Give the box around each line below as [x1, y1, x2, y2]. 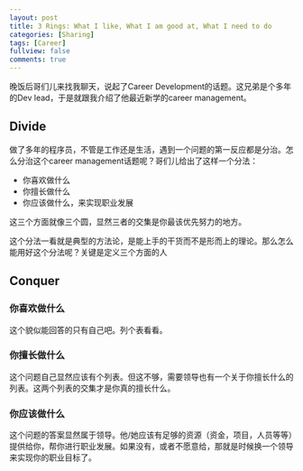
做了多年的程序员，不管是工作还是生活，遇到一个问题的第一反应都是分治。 [9, 143, 286, 154]
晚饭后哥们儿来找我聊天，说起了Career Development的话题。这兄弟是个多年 [9, 81, 292, 91]
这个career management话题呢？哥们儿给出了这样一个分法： [32, 155, 259, 166]
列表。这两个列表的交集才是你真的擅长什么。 [9, 383, 176, 393]
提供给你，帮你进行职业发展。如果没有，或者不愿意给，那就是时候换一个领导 [9, 441, 294, 452]
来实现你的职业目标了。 [9, 452, 96, 463]
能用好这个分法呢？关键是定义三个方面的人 [9, 246, 168, 257]
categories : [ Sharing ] [9, 30, 95, 39]
